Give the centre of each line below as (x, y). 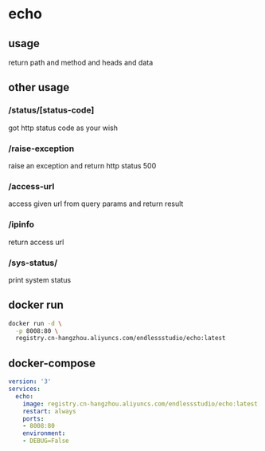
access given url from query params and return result (96, 204)
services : (25, 389)
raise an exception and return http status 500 (82, 165)
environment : (44, 433)
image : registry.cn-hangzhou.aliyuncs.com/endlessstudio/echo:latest (140, 404)
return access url (36, 242)
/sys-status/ (33, 263)
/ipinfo (21, 224)
